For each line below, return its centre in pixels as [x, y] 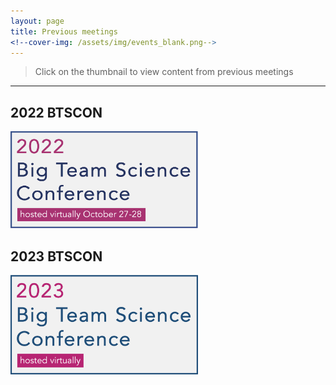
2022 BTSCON [56, 112]
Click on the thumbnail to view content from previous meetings [164, 72]
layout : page [37, 21]
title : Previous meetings [64, 31]
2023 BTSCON [56, 256]
